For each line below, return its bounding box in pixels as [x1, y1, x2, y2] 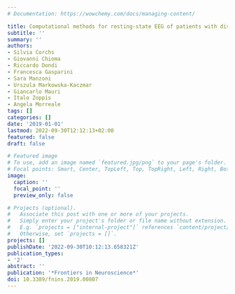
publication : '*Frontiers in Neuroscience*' [7, 269, 139, 276]
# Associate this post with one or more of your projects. [7, 211, 190, 218]
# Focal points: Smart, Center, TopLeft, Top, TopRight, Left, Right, [7, 166, 218, 173]
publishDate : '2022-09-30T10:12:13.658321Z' [7, 243, 139, 251]
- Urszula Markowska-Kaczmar [7, 81, 92, 88]
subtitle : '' [7, 29, 45, 36]
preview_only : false [13, 192, 73, 199]
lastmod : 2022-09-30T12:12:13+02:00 [7, 127, 114, 134]
